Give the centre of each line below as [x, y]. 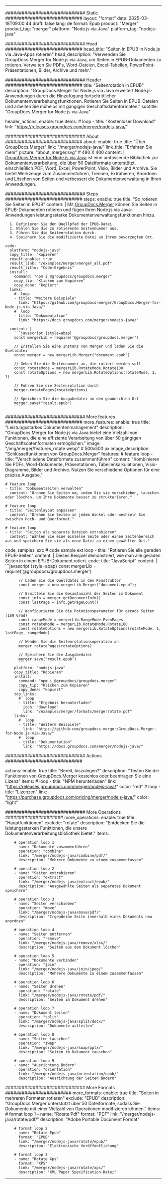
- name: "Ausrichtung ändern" [45, 1065]
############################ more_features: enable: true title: [78, 422]
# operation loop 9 [34, 1061]
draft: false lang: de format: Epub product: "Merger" [86, 23]
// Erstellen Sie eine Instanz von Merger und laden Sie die [79, 346]
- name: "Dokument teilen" [42, 1013]
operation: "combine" [41, 851]
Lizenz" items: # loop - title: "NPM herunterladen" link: [61, 781]
